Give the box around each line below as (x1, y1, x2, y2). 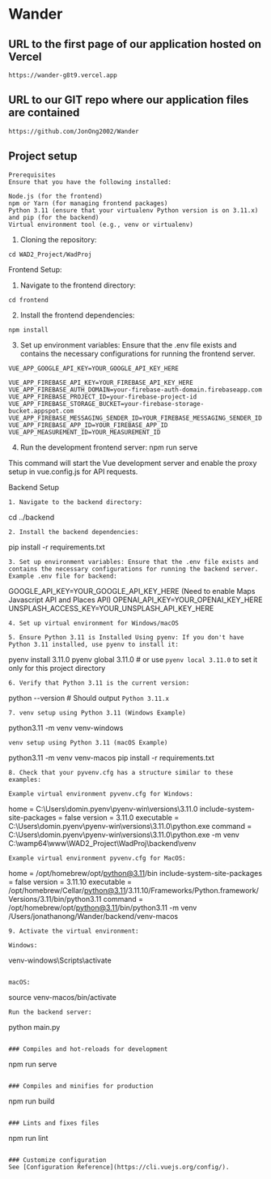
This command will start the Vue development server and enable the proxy (8, 458, 257, 468)
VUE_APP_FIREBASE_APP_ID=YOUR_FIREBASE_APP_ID (8, 421, 168, 429)
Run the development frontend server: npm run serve (19, 442, 198, 452)
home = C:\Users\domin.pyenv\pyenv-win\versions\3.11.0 (8, 804, 198, 814)
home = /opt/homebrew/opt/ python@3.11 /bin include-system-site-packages (8, 868, 263, 878)
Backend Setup (8, 482, 59, 492)
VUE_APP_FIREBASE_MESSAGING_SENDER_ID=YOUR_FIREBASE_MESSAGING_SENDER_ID (8, 414, 263, 422)
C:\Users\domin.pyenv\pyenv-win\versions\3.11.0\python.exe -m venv (8, 830, 240, 839)
